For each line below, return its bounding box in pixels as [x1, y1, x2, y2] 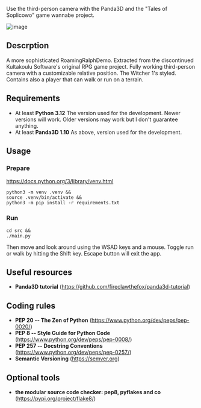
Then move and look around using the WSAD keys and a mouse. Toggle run [6, 243, 194, 251]
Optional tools [6, 372, 60, 383]
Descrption [6, 40, 49, 51]
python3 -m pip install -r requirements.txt [6, 200, 120, 206]
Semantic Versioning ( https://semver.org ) [14, 355, 120, 362]
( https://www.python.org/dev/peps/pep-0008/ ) [14, 336, 132, 343]
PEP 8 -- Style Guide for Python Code [14, 330, 110, 337]
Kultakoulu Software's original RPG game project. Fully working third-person [6, 63, 196, 70]
